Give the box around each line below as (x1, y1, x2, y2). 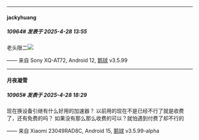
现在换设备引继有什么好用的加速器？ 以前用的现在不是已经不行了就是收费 (6, 108, 184, 115)
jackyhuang (6, 14, 37, 21)
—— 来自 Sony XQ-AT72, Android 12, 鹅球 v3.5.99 (6, 57, 128, 64)
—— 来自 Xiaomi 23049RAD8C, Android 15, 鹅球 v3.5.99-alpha (6, 128, 160, 135)
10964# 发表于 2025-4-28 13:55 (6, 28, 87, 35)
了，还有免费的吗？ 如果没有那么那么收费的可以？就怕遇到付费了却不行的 (6, 115, 184, 122)
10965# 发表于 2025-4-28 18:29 (6, 91, 87, 98)
